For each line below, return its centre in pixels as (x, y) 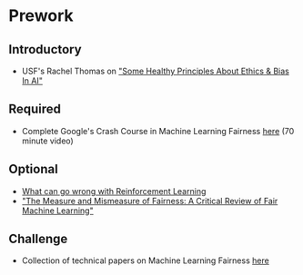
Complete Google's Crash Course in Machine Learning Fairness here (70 (158, 131)
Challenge (38, 239)
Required (35, 109)
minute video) (47, 141)
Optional (33, 169)
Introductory (45, 49)
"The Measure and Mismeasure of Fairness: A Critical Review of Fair (150, 201)
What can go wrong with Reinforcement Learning (114, 191)
